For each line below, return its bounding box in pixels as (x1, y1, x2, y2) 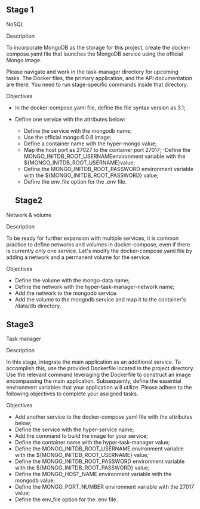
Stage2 (14, 196, 43, 206)
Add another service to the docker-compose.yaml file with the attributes (14, 413, 193, 420)
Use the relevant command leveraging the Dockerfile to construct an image (6, 371, 191, 379)
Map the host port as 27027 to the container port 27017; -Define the (23, 146, 191, 153)
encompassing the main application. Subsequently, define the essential (6, 377, 181, 385)
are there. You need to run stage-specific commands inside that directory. (6, 81, 189, 88)
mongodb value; (14, 477, 56, 484)
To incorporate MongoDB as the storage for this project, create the (6, 44, 170, 51)
